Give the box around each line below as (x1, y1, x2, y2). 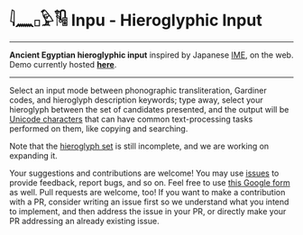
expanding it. (9, 149, 59, 161)
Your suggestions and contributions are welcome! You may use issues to (9, 167, 280, 178)
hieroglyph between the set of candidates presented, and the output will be (9, 104, 289, 114)
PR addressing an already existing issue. (9, 215, 160, 226)
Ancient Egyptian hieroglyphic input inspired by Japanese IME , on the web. (9, 50, 294, 60)
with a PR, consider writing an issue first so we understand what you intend (9, 196, 289, 207)
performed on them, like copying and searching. (9, 122, 188, 134)
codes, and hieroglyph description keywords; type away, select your (9, 95, 263, 105)
